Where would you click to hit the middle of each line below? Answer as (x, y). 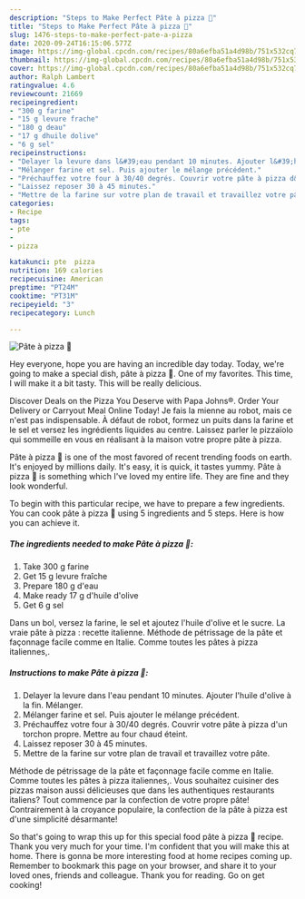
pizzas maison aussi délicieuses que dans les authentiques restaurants (142, 790)
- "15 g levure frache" (54, 119)
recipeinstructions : (49, 153)
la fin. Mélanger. (53, 706)
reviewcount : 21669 (46, 94)
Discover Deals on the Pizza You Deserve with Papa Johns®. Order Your (144, 401)
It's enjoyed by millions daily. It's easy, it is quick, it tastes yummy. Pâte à (145, 467)
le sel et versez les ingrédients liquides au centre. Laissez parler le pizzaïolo (151, 430)
